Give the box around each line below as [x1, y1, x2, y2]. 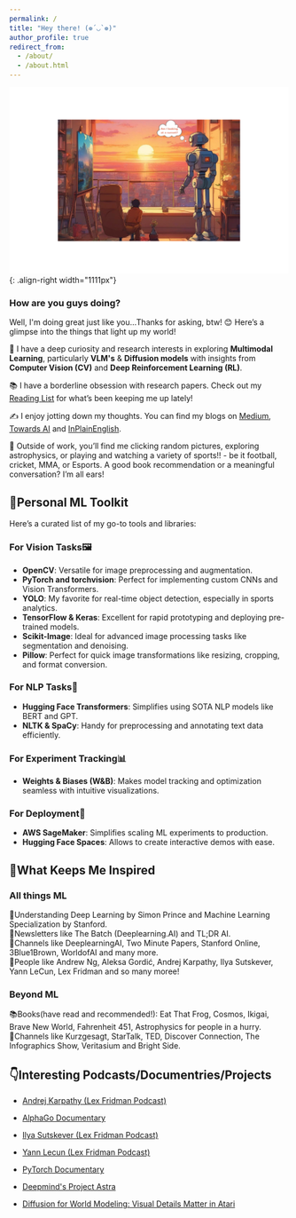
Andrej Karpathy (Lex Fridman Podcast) [21, 1095, 167, 1106]
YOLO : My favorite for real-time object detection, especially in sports [21, 593, 275, 604]
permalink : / [9, 14, 58, 23]
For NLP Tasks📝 [9, 681, 78, 693]
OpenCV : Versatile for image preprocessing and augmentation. [21, 565, 253, 575]
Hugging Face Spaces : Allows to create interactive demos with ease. [21, 837, 276, 848]
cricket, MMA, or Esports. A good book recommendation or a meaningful [9, 460, 275, 471]
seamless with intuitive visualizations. [21, 786, 160, 796]
